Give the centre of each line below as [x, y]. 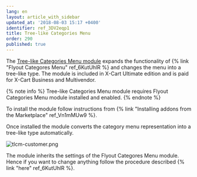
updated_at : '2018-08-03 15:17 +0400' [54, 22]
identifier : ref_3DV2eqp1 [38, 28]
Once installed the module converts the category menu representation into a [98, 126]
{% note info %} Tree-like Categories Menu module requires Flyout [87, 91]
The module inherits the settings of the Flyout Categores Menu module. [93, 155]
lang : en [17, 11]
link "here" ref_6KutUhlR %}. [41, 168]
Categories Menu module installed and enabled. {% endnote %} [84, 97]
